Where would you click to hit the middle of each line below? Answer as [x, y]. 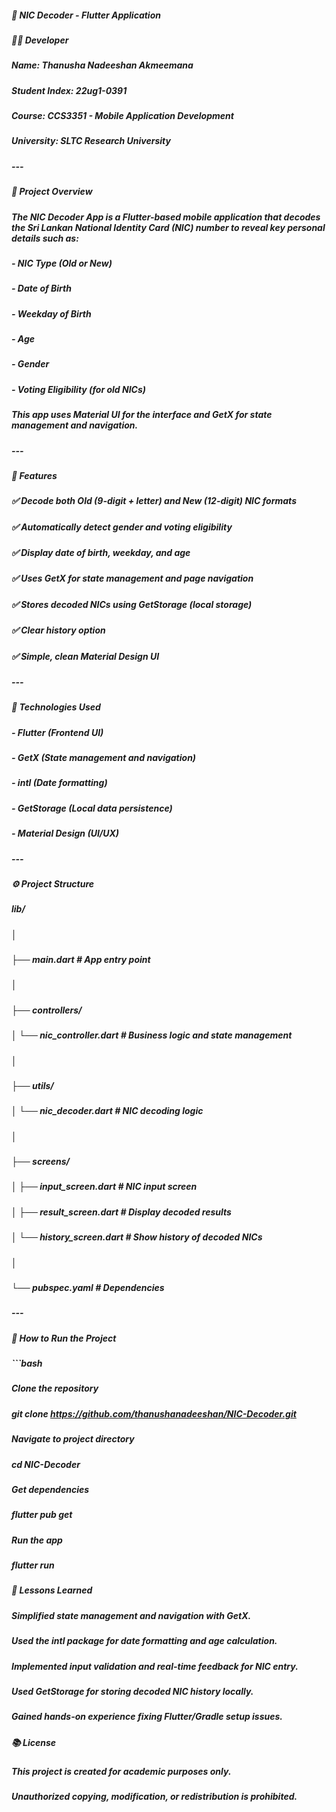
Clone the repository [55, 1388]
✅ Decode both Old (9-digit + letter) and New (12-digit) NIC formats [154, 501]
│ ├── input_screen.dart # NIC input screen [104, 1187]
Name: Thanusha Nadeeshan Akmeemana [102, 65]
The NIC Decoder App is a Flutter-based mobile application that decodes [166, 217]
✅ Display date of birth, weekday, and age [101, 553]
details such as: [45, 238]
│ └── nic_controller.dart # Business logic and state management [152, 1035]
